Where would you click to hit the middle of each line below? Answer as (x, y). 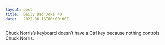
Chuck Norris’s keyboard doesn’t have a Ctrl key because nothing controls (82, 33)
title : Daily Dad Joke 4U (34, 14)
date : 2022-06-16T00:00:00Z (37, 19)
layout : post (19, 10)
